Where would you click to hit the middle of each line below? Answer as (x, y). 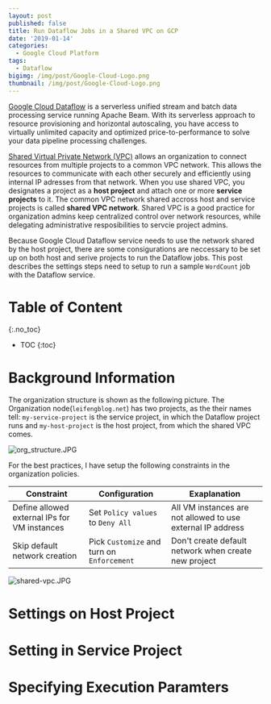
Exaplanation (215, 494)
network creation (45, 556)
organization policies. (44, 474)
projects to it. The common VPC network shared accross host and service (132, 199)
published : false (38, 23)
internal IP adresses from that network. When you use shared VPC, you (127, 181)
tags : (17, 61)
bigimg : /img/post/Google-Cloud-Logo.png (79, 76)
